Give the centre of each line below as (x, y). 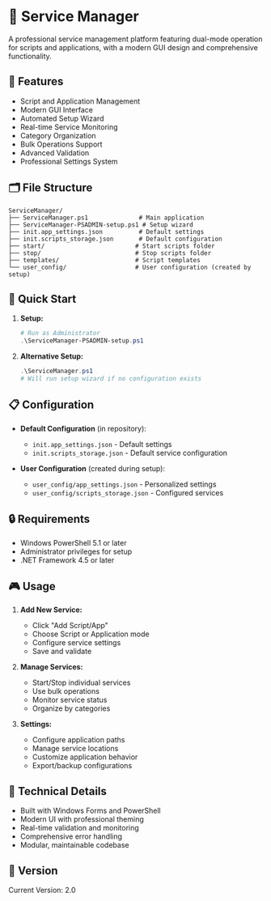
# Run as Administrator (60, 334)
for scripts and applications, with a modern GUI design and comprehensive (133, 47)
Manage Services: (51, 667)
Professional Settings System (69, 161)
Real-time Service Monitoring (69, 127)
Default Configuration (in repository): (83, 428)
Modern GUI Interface (56, 109)
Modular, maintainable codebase (74, 845)
